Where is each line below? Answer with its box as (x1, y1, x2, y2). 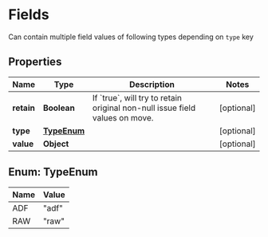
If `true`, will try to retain (92, 92, 182, 103)
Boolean (42, 102, 76, 113)
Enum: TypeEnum (8, 165, 98, 179)
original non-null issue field (92, 102, 196, 113)
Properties (8, 55, 62, 69)
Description (128, 78, 175, 89)
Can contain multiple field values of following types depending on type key (8, 32, 254, 41)
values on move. (92, 112, 154, 123)
